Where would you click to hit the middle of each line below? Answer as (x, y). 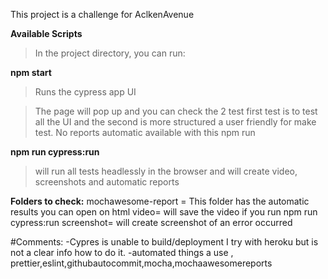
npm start (31, 72)
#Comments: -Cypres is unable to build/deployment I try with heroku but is (164, 242)
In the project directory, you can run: (110, 53)
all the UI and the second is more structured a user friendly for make (175, 122)
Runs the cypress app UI (85, 92)
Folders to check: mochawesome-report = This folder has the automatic (160, 201)
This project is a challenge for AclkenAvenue (102, 14)
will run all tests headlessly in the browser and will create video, (166, 171)
